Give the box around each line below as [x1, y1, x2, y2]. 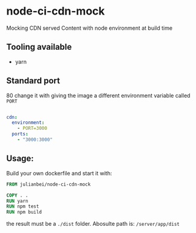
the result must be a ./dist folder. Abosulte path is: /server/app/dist [6, 220, 180, 228]
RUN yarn [6, 198, 29, 204]
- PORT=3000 [17, 126, 47, 132]
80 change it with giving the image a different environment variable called [6, 92, 191, 99]
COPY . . [6, 192, 29, 198]
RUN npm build [6, 209, 42, 215]
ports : [12, 131, 29, 137]
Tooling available [6, 42, 72, 52]
